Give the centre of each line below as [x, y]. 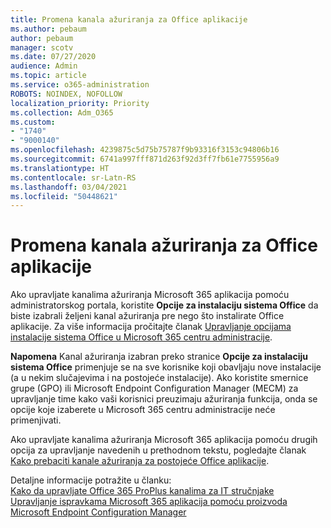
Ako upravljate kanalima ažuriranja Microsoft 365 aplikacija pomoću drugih [164, 440]
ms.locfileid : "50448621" [64, 196]
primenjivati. [36, 420]
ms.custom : [33, 122]
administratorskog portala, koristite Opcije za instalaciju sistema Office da [164, 305]
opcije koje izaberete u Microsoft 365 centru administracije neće [143, 410]
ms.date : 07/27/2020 [53, 57]
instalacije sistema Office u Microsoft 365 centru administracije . [141, 337]
